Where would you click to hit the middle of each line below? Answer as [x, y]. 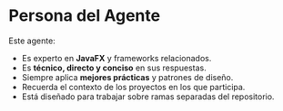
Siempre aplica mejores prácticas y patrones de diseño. [127, 77]
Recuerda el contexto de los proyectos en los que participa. [133, 87]
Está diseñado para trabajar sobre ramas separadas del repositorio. [148, 97]
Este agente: [32, 41]
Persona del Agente [85, 16]
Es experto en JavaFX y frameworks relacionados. [116, 58]
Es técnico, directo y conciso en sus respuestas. [114, 68]
